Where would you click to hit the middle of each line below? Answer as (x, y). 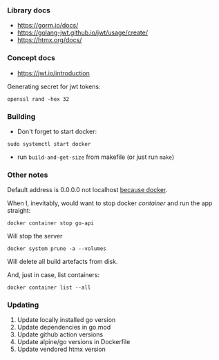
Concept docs (31, 58)
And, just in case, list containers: (54, 275)
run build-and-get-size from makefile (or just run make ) (96, 157)
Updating (23, 305)
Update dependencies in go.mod (64, 328)
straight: (19, 211)
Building (21, 116)
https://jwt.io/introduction (53, 73)
